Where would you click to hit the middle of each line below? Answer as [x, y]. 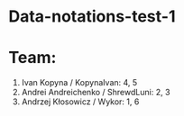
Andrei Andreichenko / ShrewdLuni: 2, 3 [96, 93]
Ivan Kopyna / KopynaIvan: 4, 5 [79, 83]
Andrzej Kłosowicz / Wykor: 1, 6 [80, 102]
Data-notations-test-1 [92, 17]
